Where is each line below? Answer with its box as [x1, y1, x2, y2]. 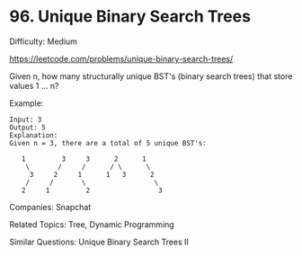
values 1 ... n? [9, 80, 59, 91]
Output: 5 [9, 123, 47, 132]
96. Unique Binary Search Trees [9, 6, 252, 27]
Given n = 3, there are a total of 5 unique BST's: [9, 138, 207, 147]
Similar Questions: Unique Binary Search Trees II [9, 236, 189, 247]
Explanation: [9, 130, 58, 140]
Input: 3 [9, 115, 42, 124]
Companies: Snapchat [9, 201, 92, 212]
